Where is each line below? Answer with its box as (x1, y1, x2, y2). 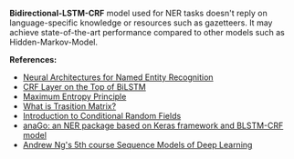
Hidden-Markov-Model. (9, 36, 99, 47)
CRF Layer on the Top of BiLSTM (22, 82, 146, 92)
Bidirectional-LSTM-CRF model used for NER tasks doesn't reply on (9, 8, 268, 18)
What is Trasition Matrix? (22, 101, 117, 112)
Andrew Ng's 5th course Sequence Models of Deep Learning (22, 140, 253, 150)
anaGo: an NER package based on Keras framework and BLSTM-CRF (22, 120, 284, 131)
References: (9, 55, 58, 65)
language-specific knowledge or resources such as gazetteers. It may (9, 17, 273, 28)
